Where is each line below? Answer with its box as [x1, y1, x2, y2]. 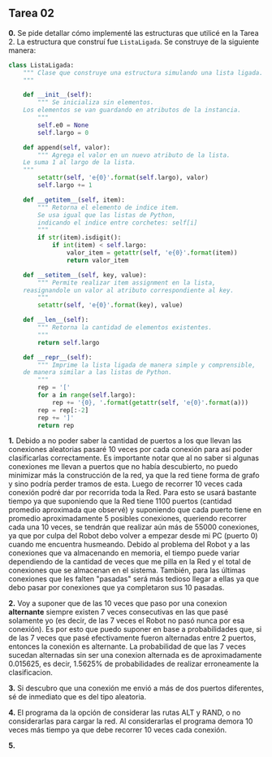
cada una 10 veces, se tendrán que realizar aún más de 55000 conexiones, [8, 522, 260, 532]
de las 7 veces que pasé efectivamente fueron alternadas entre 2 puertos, [8, 633, 257, 643]
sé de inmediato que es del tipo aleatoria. [8, 692, 147, 702]
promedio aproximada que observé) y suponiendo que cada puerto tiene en [8, 505, 262, 515]
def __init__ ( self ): [23, 91, 93, 99]
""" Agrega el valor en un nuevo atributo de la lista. [37, 150, 231, 159]
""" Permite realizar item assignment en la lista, [37, 278, 217, 287]
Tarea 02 [8, 7, 54, 20]
